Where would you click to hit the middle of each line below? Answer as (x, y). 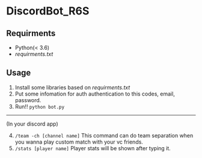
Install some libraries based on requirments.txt (72, 87)
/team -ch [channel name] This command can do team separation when (104, 135)
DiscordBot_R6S (48, 11)
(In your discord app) (32, 124)
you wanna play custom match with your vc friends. (79, 142)
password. (28, 100)
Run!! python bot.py (40, 106)
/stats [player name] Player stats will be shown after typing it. (93, 148)
